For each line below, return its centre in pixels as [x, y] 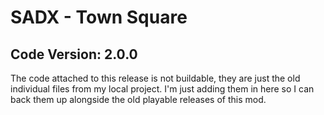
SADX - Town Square [99, 17]
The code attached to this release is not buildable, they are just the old [155, 78]
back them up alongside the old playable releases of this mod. [138, 99]
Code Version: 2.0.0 [74, 54]
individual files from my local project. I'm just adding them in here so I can [162, 89]
